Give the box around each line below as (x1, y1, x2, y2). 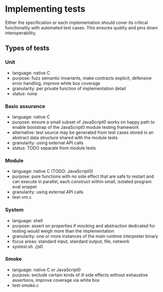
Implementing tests (5, 3, 85, 15)
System (5, 207, 24, 213)
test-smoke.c (12, 282, 39, 288)
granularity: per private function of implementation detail (12, 85, 126, 91)
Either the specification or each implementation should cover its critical (5, 20, 148, 25)
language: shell (12, 217, 43, 223)
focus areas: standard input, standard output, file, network (12, 238, 130, 244)
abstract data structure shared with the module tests (12, 134, 118, 140)
